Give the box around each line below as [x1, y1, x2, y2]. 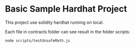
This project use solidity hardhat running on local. [5, 19, 104, 25]
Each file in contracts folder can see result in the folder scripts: [5, 29, 131, 34]
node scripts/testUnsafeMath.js [5, 38, 70, 43]
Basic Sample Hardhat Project [5, 3, 127, 15]
